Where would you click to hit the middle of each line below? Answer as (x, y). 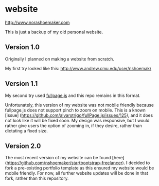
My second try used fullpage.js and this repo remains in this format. (73, 95)
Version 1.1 (21, 84)
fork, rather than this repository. (37, 178)
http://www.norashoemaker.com (37, 22)
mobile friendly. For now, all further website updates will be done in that (77, 173)
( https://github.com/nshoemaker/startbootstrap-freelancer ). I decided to (78, 163)
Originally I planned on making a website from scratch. (60, 59)
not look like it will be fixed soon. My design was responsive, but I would (77, 120)
